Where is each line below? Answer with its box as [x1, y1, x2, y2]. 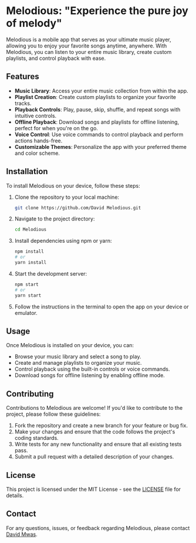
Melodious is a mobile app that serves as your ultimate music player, [6, 36, 171, 43]
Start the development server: [14, 270, 87, 277]
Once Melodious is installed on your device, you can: [6, 342, 134, 349]
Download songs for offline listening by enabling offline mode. [14, 372, 165, 379]
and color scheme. [14, 150, 60, 157]
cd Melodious [14, 227, 47, 233]
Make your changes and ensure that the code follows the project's [14, 428, 175, 435]
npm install [14, 249, 44, 254]
